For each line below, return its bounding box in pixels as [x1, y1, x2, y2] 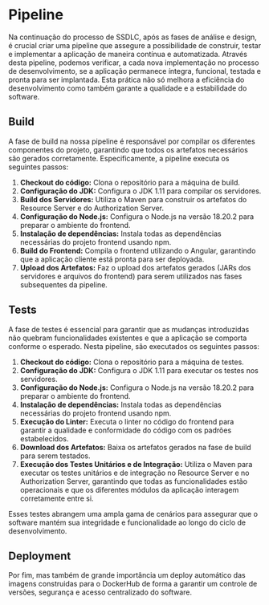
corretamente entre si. [19, 493, 94, 503]
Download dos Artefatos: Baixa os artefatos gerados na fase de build [19, 442, 251, 452]
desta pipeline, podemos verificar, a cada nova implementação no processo [8, 58, 259, 67]
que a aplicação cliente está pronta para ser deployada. [19, 254, 205, 264]
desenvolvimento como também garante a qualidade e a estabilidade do [8, 83, 247, 93]
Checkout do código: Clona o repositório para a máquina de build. [19, 177, 241, 187]
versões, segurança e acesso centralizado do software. [8, 587, 193, 597]
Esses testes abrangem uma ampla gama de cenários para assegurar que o [8, 509, 259, 518]
